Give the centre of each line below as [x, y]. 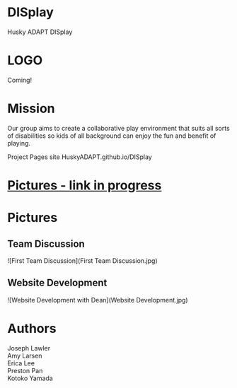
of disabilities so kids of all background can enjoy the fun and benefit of [112, 136]
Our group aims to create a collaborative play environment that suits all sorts [118, 128]
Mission [31, 108]
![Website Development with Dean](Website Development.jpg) [98, 300]
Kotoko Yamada [30, 378]
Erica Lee [21, 363]
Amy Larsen [25, 355]
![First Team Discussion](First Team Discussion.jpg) [82, 261]
